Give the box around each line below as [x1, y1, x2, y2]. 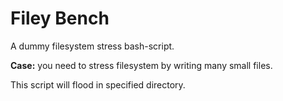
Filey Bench [10, 7, 110, 30]
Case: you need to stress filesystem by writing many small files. [10, 59, 273, 71]
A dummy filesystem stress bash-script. [10, 40, 175, 52]
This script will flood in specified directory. [10, 78, 186, 91]
